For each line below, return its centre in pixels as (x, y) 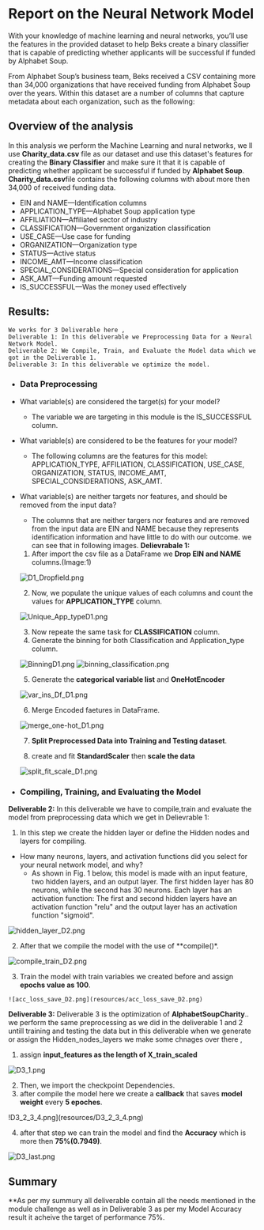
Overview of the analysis (71, 126)
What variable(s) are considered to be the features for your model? (128, 441)
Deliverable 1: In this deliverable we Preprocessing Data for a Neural (130, 337)
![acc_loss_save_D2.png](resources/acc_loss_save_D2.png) (106, 1000)
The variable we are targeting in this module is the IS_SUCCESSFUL (141, 417)
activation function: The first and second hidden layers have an (134, 899)
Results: (29, 312)
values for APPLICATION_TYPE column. (97, 601)
